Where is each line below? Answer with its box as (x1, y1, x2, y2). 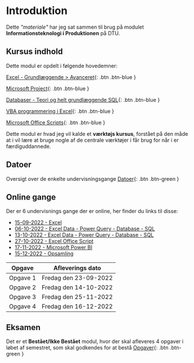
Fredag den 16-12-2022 (42, 303, 113, 311)
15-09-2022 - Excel (14, 219, 62, 226)
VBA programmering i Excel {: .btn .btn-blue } (6, 107, 114, 115)
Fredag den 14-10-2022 (42, 283, 113, 292)
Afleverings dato (53, 264, 101, 272)
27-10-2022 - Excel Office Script (14, 238, 94, 245)
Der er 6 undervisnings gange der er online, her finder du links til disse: (6, 208, 178, 215)
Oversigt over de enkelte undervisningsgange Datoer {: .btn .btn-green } (6, 175, 179, 182)
